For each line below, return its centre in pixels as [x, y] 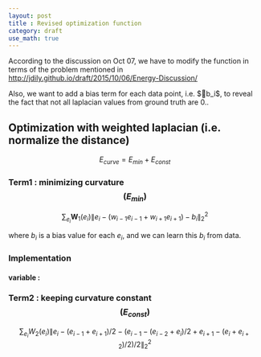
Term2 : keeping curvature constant [80, 298]
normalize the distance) [69, 140]
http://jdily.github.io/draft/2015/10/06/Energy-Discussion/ [103, 78]
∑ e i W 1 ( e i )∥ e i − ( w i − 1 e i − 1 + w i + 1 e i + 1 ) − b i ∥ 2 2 [135, 218]
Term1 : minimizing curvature [66, 182]
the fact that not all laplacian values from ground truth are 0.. [109, 102]
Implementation [40, 258]
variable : [24, 277]
